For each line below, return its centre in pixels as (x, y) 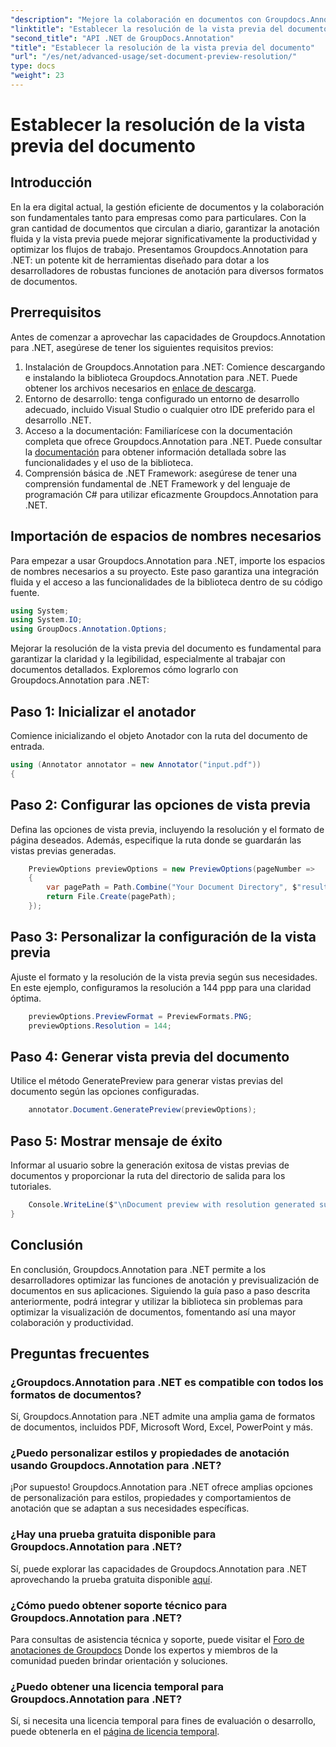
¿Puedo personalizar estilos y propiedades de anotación (150, 1453)
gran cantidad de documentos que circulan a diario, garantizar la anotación (165, 228)
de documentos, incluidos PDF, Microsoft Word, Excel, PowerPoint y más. (162, 1427)
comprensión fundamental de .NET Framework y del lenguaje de (157, 483)
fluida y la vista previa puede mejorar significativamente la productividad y (164, 238)
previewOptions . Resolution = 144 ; (100, 1026)
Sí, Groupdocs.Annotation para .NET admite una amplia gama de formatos (163, 1417)
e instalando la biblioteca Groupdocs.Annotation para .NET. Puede (161, 377)
